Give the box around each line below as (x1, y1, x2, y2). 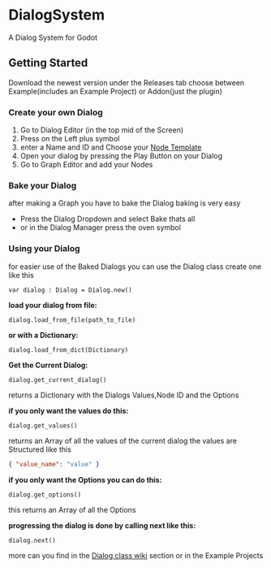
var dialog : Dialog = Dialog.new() (8, 286, 132, 294)
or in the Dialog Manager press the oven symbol (19, 223, 181, 232)
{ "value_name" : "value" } (8, 460, 100, 468)
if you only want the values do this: (8, 405, 129, 415)
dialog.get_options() (8, 490, 82, 499)
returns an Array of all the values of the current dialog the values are (8, 436, 238, 445)
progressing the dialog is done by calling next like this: (8, 520, 196, 530)
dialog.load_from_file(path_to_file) (8, 315, 136, 324)
